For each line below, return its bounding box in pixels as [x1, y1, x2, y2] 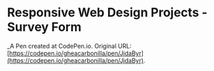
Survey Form [7, 19, 82, 35]
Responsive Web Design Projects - [7, 5, 208, 20]
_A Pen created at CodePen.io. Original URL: [7, 42, 132, 50]
